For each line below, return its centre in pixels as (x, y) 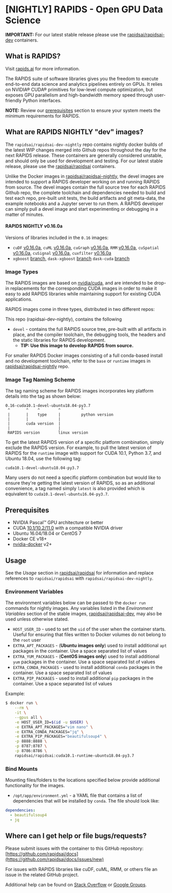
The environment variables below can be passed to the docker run (76, 603)
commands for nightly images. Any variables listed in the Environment (79, 608)
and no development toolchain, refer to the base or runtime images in (78, 361)
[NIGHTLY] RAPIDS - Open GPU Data (84, 10)
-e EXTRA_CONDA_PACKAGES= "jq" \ (49, 732)
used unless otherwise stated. (37, 619)
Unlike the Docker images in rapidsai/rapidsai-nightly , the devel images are (85, 176)
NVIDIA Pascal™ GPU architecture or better (58, 523)
